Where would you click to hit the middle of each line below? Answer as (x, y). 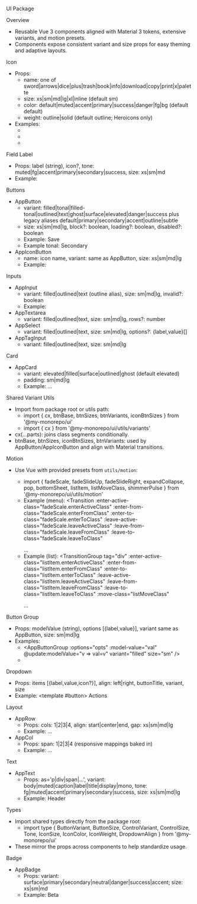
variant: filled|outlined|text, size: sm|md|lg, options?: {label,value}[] (105, 332)
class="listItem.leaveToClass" (60, 594)
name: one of (40, 80)
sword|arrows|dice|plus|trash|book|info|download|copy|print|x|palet (107, 86)
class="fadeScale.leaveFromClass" (66, 532)
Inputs (14, 276)
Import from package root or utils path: (62, 409)
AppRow (25, 719)
